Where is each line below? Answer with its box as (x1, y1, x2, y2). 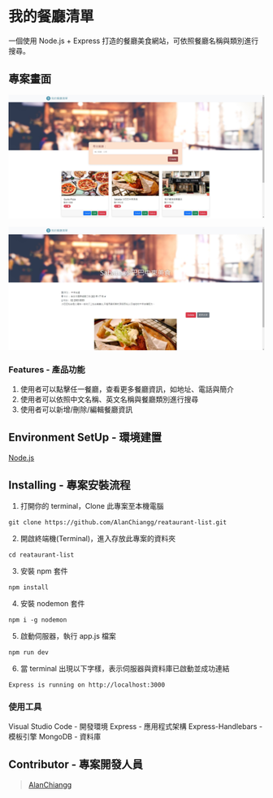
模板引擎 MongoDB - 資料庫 (8, 731, 102, 741)
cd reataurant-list (8, 551, 75, 559)
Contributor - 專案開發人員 (8, 757, 144, 772)
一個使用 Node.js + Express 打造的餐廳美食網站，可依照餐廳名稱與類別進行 (8, 36, 259, 46)
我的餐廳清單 (8, 7, 95, 26)
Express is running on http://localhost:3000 (8, 681, 165, 689)
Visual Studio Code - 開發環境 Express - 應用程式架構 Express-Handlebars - (8, 721, 262, 731)
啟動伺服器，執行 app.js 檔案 (19, 631, 116, 641)
